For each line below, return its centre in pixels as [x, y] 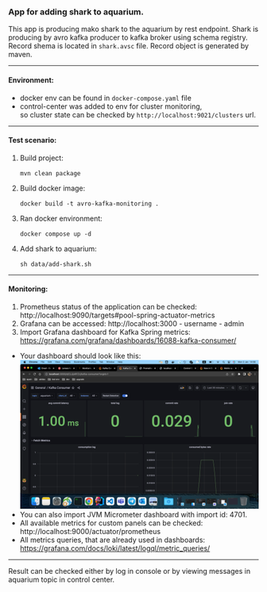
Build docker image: [52, 188]
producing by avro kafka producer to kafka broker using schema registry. [128, 37]
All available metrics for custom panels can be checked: [111, 523]
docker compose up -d [55, 234]
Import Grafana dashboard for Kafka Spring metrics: [105, 332]
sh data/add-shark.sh [55, 264]
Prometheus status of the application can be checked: [108, 306]
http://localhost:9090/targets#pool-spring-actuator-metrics [117, 315]
